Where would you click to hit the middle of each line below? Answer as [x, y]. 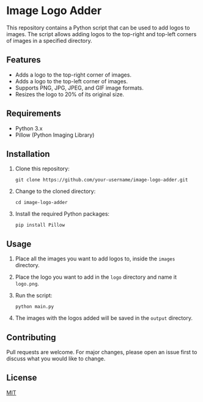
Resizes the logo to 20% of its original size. [69, 94]
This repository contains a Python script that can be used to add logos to [98, 28]
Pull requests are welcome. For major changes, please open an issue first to [102, 352]
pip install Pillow [40, 225]
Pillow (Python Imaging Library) [55, 135]
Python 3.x [29, 128]
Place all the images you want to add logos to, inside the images [95, 259]
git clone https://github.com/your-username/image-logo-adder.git [102, 180]
